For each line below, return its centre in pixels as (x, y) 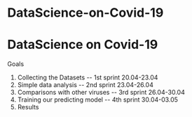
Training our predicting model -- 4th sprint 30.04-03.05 (98, 100)
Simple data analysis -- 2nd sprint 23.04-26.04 (85, 85)
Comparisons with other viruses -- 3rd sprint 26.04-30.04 (101, 93)
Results (28, 107)
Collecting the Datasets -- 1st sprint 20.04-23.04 (88, 77)
